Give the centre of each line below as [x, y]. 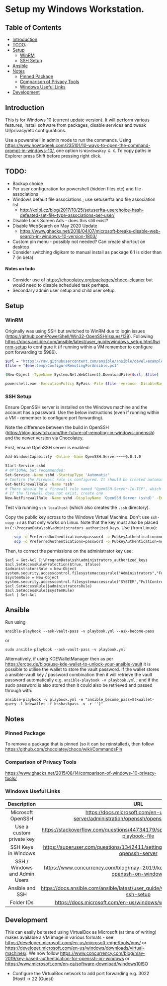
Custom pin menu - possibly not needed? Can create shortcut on [79, 242]
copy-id [13, 523]
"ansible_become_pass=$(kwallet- [120, 699]
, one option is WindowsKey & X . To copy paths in [102, 151]
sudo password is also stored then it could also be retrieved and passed [79, 685]
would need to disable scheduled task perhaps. [61, 285]
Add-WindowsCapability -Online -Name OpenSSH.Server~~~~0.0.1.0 [73, 457]
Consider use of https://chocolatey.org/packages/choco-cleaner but [83, 280]
